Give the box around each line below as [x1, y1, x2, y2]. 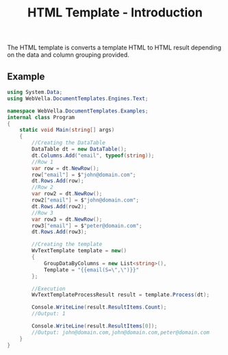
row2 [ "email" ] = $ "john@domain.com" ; [31, 197, 139, 204]
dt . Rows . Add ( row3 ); [31, 228, 88, 236]
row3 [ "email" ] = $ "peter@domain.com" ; [31, 222, 142, 229]
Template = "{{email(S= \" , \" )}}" [43, 266, 139, 273]
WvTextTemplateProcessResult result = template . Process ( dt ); [31, 291, 210, 299]
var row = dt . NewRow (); [31, 164, 99, 172]
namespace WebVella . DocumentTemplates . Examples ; [7, 108, 149, 114]
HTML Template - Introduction [27, 5, 203, 21]
